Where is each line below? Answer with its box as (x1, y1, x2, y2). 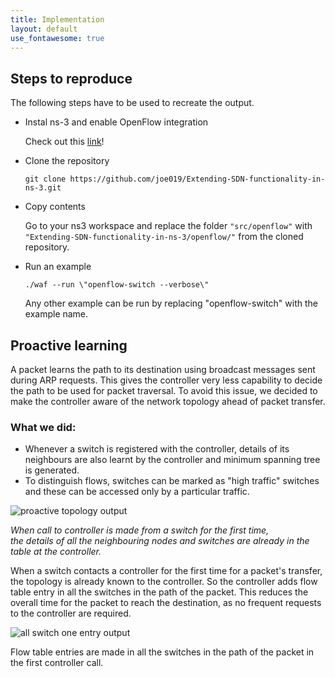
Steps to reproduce (10, 70, 133, 87)
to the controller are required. (10, 607, 132, 620)
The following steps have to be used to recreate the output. (10, 97, 255, 109)
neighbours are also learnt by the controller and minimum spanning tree (24, 454, 321, 466)
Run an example (24, 261, 92, 273)
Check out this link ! (24, 136, 105, 148)
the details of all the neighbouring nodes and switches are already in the (10, 535, 310, 547)
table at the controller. (10, 546, 102, 558)
